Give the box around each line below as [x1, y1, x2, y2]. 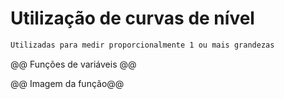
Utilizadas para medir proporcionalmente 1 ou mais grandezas [10, 40, 275, 50]
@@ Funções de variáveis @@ [10, 58, 137, 70]
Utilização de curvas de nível [10, 7, 255, 30]
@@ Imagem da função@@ [10, 77, 125, 89]
